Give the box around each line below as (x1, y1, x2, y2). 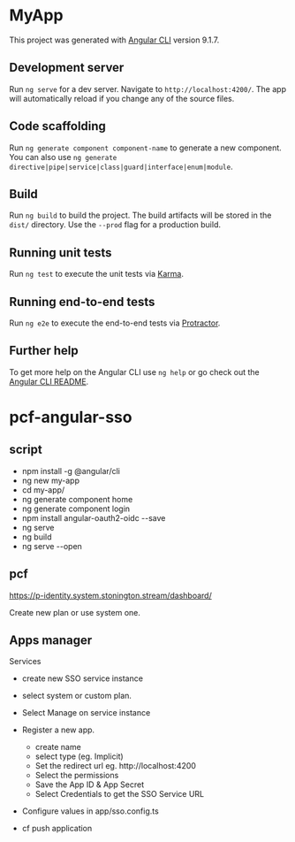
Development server (9, 60, 125, 75)
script (9, 442, 42, 457)
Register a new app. (21, 724, 95, 735)
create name (34, 742, 81, 753)
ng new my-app (21, 475, 79, 486)
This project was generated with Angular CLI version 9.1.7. (9, 34, 220, 45)
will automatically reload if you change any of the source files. (9, 93, 235, 103)
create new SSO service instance (21, 673, 144, 684)
